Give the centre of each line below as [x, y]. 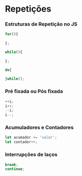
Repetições [28, 9]
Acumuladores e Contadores [39, 127]
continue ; [15, 169]
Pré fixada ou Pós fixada [34, 91]
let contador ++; [21, 142]
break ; [12, 165]
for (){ [12, 34]
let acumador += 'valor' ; [31, 138]
